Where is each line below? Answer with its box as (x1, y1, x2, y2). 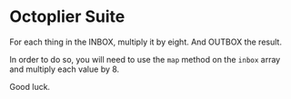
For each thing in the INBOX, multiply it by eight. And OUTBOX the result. (9, 36, 282, 47)
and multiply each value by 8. (9, 64, 120, 74)
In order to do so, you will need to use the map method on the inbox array (9, 54, 281, 64)
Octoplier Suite (9, 6, 125, 27)
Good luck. (9, 81, 51, 92)
